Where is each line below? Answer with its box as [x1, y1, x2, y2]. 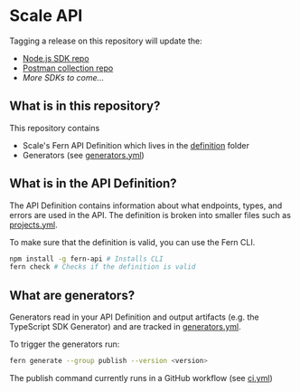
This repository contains [9, 122, 100, 133]
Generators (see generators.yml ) [22, 149, 145, 160]
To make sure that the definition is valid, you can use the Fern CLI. [9, 236, 256, 247]
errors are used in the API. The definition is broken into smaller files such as [9, 209, 292, 220]
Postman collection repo [22, 62, 114, 73]
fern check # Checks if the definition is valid [9, 263, 196, 272]
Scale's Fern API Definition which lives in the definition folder [22, 139, 250, 150]
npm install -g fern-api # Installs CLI [9, 254, 164, 263]
